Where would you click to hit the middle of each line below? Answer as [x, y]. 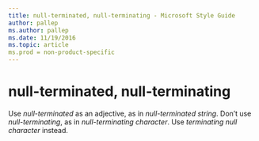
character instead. [38, 130]
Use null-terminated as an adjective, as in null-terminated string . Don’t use [130, 113]
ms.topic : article [38, 45]
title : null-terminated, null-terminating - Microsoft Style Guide [122, 15]
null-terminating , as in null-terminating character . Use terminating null [123, 122]
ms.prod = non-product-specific [61, 52]
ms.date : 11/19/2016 [42, 38]
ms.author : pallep [38, 30]
